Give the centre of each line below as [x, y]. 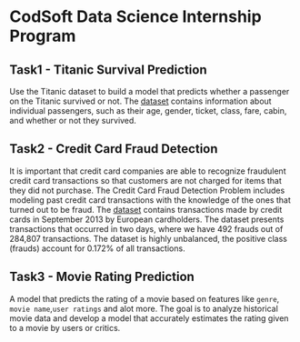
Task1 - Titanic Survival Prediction [108, 70]
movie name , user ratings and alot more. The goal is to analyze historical [144, 308]
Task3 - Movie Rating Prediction [102, 277]
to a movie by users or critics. [65, 327]
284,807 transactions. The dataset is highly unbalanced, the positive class [149, 238]
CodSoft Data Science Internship [135, 17]
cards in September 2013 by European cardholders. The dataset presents [147, 219]
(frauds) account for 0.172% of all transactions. [97, 248]
